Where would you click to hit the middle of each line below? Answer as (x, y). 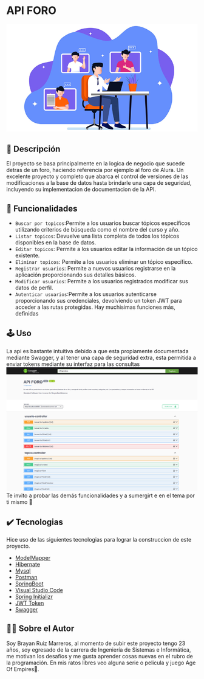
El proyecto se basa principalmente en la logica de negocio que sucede (96, 164)
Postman (26, 577)
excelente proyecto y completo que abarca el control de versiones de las (97, 176)
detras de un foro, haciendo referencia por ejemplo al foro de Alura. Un (95, 170)
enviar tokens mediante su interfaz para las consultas (73, 364)
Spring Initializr (34, 597)
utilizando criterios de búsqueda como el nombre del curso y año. (97, 230)
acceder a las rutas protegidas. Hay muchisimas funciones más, (95, 307)
